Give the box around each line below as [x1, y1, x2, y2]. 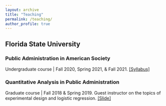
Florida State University [5, 39, 80, 48]
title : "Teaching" [5, 12, 43, 17]
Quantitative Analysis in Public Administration [5, 78, 119, 85]
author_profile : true [5, 21, 50, 26]
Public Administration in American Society [5, 54, 110, 61]
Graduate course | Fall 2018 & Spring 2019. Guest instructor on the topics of [5, 90, 161, 96]
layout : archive [5, 7, 39, 12]
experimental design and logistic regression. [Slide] [5, 95, 111, 101]
